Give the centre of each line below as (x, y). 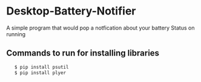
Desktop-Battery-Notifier (71, 11)
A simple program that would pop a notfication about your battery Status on (100, 28)
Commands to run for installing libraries (83, 53)
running (16, 34)
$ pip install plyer (40, 73)
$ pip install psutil (41, 67)
